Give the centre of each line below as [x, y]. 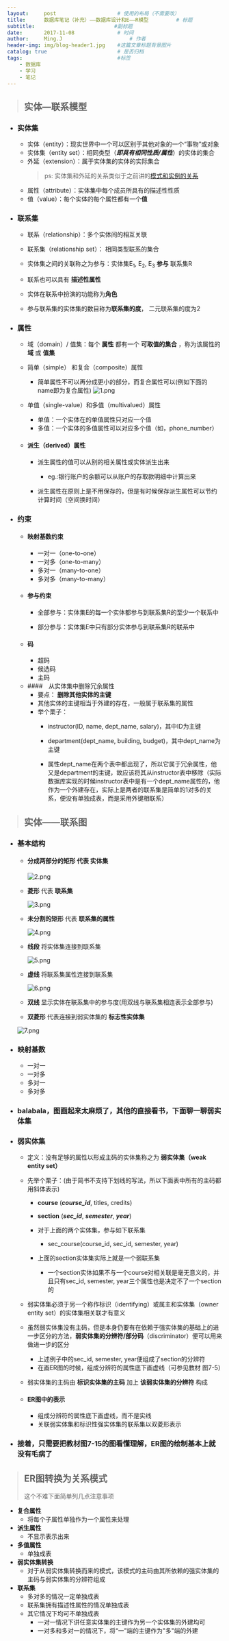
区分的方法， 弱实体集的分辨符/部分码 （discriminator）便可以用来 [131, 1336]
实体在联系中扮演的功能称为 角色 [72, 294]
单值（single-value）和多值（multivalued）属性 [94, 405]
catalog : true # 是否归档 [76, 52]
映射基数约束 [45, 537]
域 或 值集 [41, 353]
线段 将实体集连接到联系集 [64, 946]
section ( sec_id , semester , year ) [84, 1216]
